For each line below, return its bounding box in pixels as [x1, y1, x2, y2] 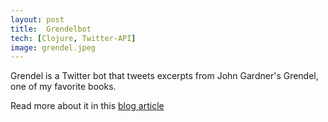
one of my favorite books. [10, 81, 117, 93]
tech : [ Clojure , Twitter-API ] [10, 33, 137, 43]
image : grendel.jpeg [10, 42, 97, 53]
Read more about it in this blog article [10, 100, 165, 112]
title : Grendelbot [10, 24, 92, 34]
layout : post [10, 14, 65, 25]
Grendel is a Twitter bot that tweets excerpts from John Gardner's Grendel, [10, 70, 319, 82]
